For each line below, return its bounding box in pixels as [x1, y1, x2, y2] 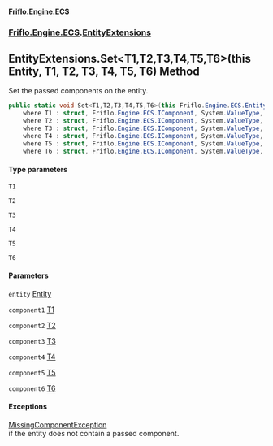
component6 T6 [8, 383, 56, 393]
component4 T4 [8, 352, 56, 362]
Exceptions [8, 402, 47, 412]
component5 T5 [8, 367, 56, 377]
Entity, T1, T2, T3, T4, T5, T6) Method [8, 64, 201, 78]
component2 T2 [8, 320, 57, 330]
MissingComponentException [8, 420, 107, 430]
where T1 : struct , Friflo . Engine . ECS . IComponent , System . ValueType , [23, 110, 264, 118]
